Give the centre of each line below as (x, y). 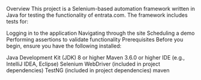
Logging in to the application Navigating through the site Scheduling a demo (100, 33)
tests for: (17, 21)
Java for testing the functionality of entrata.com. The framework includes (97, 15)
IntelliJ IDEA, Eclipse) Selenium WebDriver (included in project (83, 64)
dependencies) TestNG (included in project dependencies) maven (88, 70)
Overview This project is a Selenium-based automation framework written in (101, 9)
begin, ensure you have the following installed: (64, 46)
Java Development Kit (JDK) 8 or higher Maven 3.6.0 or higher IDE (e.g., (96, 57)
